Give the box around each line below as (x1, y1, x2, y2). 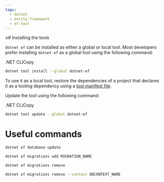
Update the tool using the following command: (5, 93, 100, 99)
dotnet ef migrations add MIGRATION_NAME (5, 154, 92, 159)
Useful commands (5, 128, 82, 140)
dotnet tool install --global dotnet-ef (5, 69, 90, 74)
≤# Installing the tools (5, 35, 50, 41)
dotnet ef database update (5, 145, 61, 150)
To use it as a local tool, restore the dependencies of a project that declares (5, 78, 160, 84)
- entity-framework (9, 16, 50, 21)
